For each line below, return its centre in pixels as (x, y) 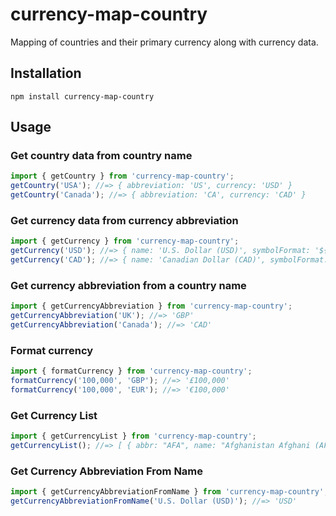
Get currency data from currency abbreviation (124, 220)
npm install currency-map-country (82, 96)
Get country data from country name (101, 156)
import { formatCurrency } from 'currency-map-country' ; (131, 371)
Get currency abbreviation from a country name (128, 285)
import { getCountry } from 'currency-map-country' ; (122, 176)
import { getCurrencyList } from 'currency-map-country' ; (133, 436)
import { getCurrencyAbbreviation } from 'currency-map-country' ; (151, 306)
